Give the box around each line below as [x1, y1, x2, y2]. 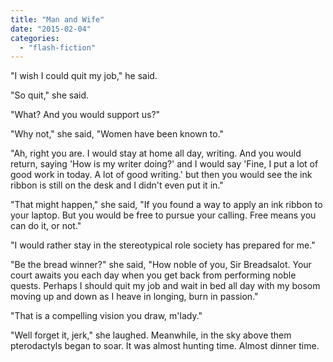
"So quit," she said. [10, 89, 90, 101]
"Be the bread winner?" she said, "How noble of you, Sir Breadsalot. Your [10, 259, 312, 271]
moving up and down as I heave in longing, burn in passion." [10, 291, 259, 303]
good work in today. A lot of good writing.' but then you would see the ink [10, 169, 313, 181]
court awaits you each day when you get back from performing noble [10, 269, 297, 281]
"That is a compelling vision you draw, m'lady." [10, 310, 203, 322]
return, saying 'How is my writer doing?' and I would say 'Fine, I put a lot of [10, 158, 319, 170]
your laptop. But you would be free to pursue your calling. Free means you [10, 209, 317, 221]
